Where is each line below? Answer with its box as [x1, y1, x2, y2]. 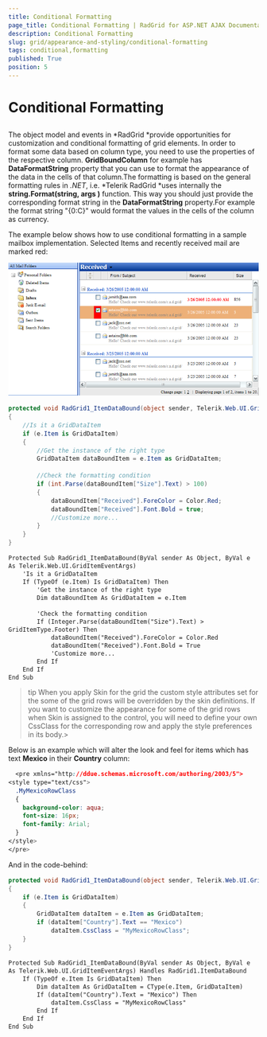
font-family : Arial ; [22, 821, 91, 828]
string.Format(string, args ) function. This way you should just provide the [8, 189, 253, 199]
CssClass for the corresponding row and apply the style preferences [27, 721, 253, 731]
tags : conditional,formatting [8, 46, 109, 55]
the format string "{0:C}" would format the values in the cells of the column [8, 206, 254, 216]
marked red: [8, 247, 48, 256]
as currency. [8, 215, 49, 224]
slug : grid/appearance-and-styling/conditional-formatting [8, 38, 208, 46]
